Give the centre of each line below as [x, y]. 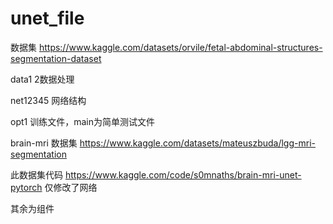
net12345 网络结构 [48, 100]
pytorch [26, 187]
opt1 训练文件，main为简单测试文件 [82, 121]
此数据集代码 [36, 174]
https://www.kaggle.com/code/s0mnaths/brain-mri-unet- [183, 174]
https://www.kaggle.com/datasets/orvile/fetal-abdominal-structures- [180, 47]
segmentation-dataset [56, 58]
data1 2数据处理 [42, 79]
